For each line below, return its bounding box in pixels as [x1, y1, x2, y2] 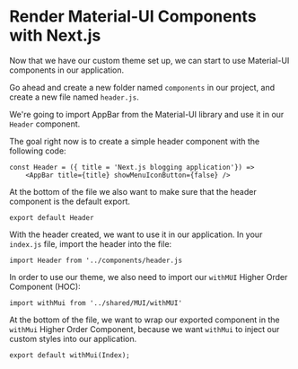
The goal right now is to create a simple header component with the [9, 136, 260, 146]
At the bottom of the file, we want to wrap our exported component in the [9, 314, 280, 325]
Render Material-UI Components [9, 6, 258, 27]
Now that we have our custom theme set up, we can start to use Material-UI [9, 55, 290, 66]
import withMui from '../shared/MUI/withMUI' [9, 298, 182, 307]
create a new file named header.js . [9, 92, 139, 102]
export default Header [9, 213, 94, 222]
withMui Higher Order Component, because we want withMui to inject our [9, 323, 280, 334]
